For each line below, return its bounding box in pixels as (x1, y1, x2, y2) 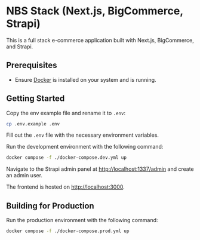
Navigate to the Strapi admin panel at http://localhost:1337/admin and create (6, 165, 194, 173)
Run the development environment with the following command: (6, 143, 164, 150)
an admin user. (6, 172, 43, 179)
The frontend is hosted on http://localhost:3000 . (6, 183, 125, 190)
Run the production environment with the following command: (6, 217, 158, 224)
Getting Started (6, 94, 65, 104)
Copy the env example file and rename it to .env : (6, 109, 126, 116)
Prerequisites (6, 60, 57, 70)
